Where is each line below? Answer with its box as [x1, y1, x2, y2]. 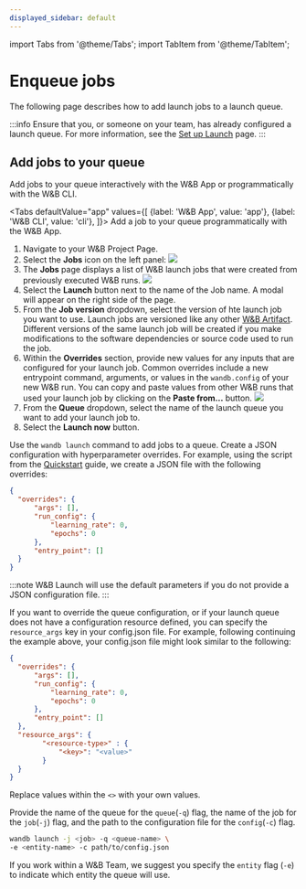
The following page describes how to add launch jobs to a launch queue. [9, 101, 283, 112]
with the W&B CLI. [9, 188, 78, 199]
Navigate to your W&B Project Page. [22, 243, 158, 254]
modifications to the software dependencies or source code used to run [22, 333, 294, 344]
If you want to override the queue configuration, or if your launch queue [9, 607, 280, 618]
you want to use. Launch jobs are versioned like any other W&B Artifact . [22, 314, 293, 325]
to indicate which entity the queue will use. [9, 870, 171, 880]
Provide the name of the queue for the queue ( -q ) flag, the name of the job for [9, 807, 297, 819]
